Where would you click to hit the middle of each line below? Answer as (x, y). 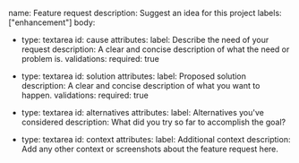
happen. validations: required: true (85, 95)
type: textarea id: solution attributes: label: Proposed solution (134, 76)
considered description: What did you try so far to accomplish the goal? (154, 122)
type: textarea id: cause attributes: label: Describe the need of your (145, 40)
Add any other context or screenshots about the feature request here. (150, 149)
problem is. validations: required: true (90, 59)
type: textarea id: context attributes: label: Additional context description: (156, 139)
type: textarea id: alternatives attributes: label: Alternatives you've (143, 112)
